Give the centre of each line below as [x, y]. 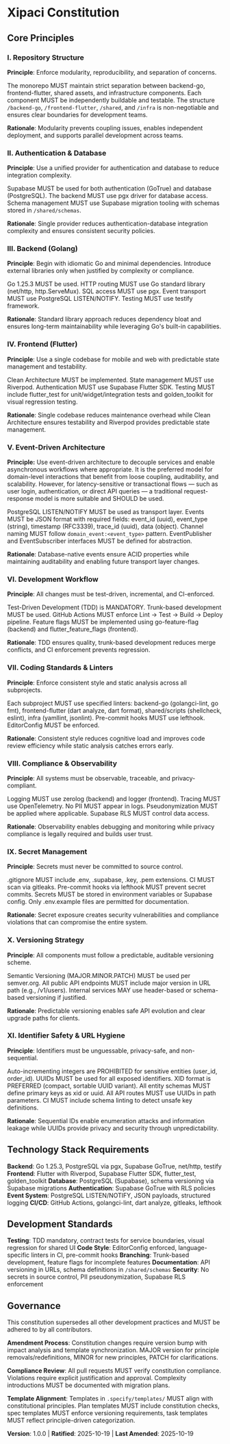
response [21, 499]
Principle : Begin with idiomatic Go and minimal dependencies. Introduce [109, 264]
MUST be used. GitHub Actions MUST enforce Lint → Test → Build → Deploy [115, 615]
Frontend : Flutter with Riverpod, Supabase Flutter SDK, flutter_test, [102, 1173]
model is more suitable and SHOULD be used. [100, 499]
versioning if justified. [57, 997]
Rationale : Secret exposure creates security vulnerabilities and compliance [113, 915]
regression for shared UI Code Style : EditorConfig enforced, [92, 1248]
